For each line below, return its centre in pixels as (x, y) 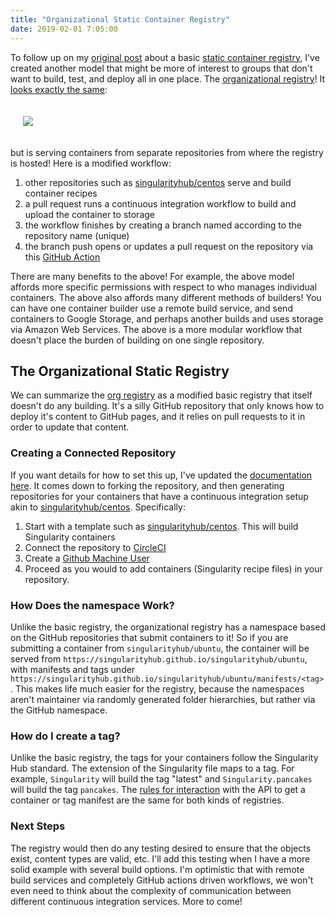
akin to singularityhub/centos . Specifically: (98, 507)
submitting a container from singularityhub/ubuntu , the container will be (160, 648)
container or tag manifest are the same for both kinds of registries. (147, 800)
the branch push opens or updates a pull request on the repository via (169, 246)
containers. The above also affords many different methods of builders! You (166, 297)
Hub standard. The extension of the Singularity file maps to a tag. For (152, 768)
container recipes (61, 193)
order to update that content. (70, 427)
